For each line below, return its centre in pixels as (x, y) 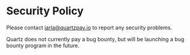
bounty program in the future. (43, 45)
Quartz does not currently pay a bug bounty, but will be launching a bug (95, 39)
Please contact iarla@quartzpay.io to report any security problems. (89, 27)
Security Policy (45, 11)
